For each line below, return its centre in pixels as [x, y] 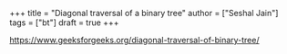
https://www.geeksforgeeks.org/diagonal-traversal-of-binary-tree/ [134, 40]
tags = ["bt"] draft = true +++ [65, 22]
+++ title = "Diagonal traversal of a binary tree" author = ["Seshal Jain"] [144, 13]
